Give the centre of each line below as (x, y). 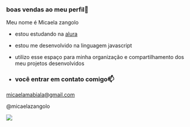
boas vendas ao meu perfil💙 (47, 10)
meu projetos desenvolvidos (49, 63)
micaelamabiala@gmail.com (41, 94)
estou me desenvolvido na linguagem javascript (73, 46)
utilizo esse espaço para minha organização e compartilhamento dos (99, 57)
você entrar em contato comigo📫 (64, 79)
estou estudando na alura (46, 34)
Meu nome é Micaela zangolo (43, 23)
